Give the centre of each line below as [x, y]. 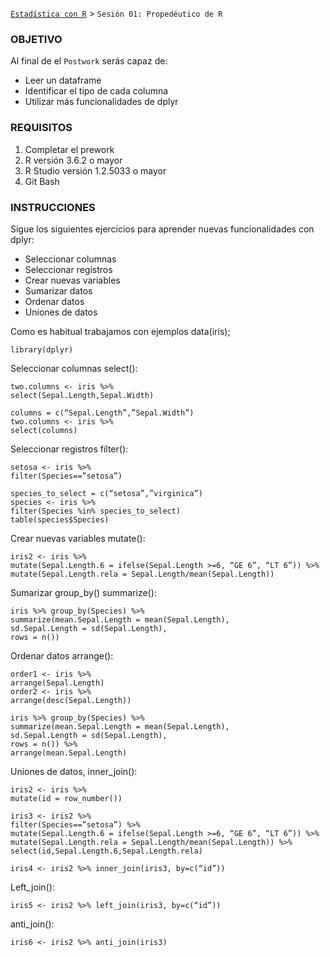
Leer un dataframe [63, 80]
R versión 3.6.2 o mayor [73, 160]
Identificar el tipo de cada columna [96, 91]
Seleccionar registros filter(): [69, 449]
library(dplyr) [42, 349]
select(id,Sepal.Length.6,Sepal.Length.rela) [106, 851]
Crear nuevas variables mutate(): [78, 538]
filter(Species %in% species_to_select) [96, 511]
